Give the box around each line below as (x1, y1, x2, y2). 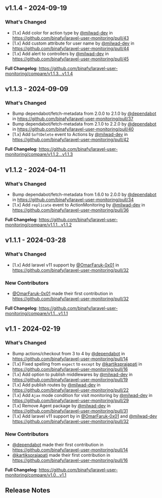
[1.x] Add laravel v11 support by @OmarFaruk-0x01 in (12, 262, 119, 268)
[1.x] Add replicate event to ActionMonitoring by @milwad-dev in (12, 202, 146, 208)
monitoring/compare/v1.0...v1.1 (5, 472, 67, 478)
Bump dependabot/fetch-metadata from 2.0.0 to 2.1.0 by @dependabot (12, 110, 157, 117)
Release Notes (5, 486, 51, 495)
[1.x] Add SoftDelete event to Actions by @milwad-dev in (12, 131, 128, 137)
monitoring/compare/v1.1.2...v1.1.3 (5, 152, 73, 157)
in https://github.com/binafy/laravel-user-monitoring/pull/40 (12, 126, 134, 132)
